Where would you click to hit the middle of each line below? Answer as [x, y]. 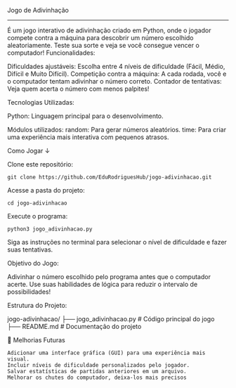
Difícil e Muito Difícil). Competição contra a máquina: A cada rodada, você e [117, 74]
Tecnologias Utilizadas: [41, 102]
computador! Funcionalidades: [51, 53]
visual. [19, 359]
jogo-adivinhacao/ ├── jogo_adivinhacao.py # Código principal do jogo [111, 319]
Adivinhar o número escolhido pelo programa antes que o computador [109, 277]
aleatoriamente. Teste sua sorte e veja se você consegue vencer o [104, 45]
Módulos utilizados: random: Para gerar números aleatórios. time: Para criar [117, 130]
